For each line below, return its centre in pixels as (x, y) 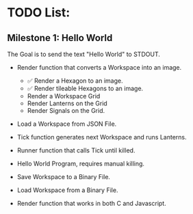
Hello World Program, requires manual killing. (81, 163)
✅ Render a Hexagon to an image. (75, 81)
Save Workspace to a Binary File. (64, 177)
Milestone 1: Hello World (60, 38)
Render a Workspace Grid (64, 96)
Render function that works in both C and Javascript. (91, 203)
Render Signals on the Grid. (66, 110)
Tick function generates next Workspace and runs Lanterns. (102, 137)
